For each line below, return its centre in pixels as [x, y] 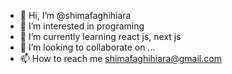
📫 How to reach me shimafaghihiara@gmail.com [120, 58]
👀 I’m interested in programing [82, 26]
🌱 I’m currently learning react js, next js [100, 36]
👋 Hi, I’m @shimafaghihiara [75, 15]
